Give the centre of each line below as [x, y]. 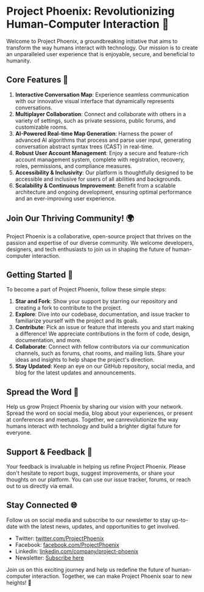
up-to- [180, 520]
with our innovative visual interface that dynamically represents [95, 101]
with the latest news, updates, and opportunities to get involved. [99, 526]
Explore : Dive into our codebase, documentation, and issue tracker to [102, 314]
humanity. [19, 60]
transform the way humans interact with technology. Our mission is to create [102, 48]
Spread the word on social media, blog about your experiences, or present [100, 413]
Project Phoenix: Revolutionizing [90, 11]
